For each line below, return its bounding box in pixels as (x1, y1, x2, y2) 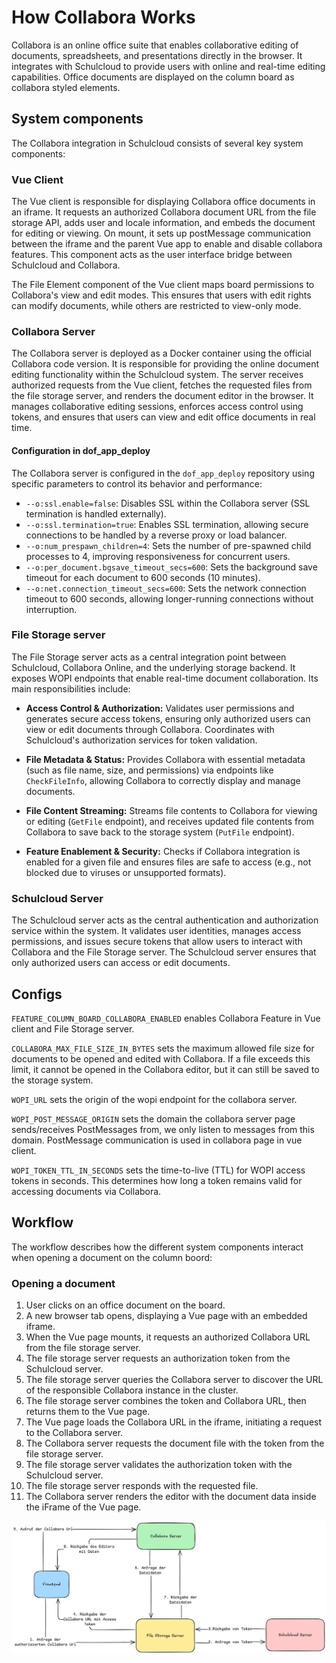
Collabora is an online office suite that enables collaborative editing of (11, 39, 299, 51)
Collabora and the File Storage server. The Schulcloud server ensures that (11, 946, 317, 958)
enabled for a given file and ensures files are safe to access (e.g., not (25, 856, 312, 868)
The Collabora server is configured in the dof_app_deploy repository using (11, 467, 315, 479)
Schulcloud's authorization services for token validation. (25, 734, 258, 746)
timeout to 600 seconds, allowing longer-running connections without (25, 592, 314, 605)
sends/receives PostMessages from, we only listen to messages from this (11, 1123, 315, 1135)
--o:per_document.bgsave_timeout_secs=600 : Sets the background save (25, 561, 318, 573)
